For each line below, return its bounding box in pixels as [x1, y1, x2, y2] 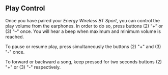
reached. [5, 33, 24, 40]
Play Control [5, 4, 45, 13]
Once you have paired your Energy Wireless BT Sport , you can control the [5, 17, 160, 23]
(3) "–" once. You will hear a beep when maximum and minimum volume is [5, 28, 161, 34]
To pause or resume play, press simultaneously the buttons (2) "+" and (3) [5, 43, 161, 50]
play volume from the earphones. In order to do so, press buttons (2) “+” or [5, 23, 163, 29]
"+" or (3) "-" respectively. [5, 64, 61, 70]
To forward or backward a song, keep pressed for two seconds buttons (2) [5, 58, 162, 65]
